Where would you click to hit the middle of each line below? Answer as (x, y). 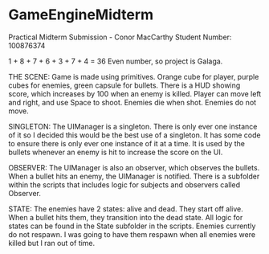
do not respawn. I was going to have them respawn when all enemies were (132, 234)
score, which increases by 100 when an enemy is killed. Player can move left (135, 93)
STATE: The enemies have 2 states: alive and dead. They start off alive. (126, 209)
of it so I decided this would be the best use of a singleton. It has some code (134, 135)
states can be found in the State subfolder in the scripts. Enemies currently (132, 226)
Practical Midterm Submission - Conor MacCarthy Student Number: (120, 37)
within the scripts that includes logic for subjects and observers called (124, 184)
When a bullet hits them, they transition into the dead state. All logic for (126, 217)
